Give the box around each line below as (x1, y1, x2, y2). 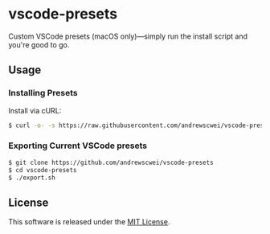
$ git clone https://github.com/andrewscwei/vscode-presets (8, 158, 215, 166)
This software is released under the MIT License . (8, 217, 170, 227)
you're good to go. (8, 39, 70, 49)
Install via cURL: (8, 105, 62, 115)
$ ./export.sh (8, 174, 56, 182)
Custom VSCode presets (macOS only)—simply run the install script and (8, 31, 247, 41)
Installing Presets (8, 88, 78, 99)
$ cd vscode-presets (8, 166, 78, 174)
